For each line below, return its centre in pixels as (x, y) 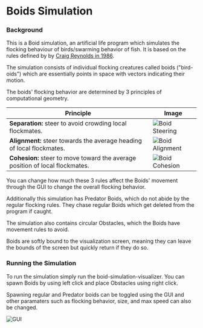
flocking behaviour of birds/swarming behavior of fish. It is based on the (96, 49)
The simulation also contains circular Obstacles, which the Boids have (93, 223)
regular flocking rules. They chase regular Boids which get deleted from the (100, 205)
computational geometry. (37, 98)
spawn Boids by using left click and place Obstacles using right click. (92, 283)
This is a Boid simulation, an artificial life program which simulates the (93, 43)
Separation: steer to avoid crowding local (68, 124)
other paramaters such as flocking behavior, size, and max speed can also (99, 301)
